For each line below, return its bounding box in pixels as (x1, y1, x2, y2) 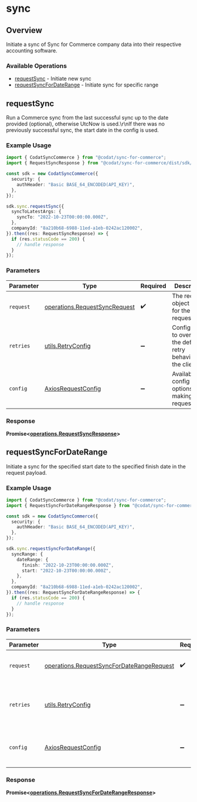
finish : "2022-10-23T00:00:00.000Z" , (21, 562, 114, 568)
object (172, 299, 189, 307)
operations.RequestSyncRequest (44, 303, 135, 311)
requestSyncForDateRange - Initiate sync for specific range (14, 81, 159, 88)
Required (140, 281, 167, 290)
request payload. (6, 469, 47, 476)
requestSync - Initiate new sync (14, 75, 92, 82)
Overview (6, 25, 43, 35)
